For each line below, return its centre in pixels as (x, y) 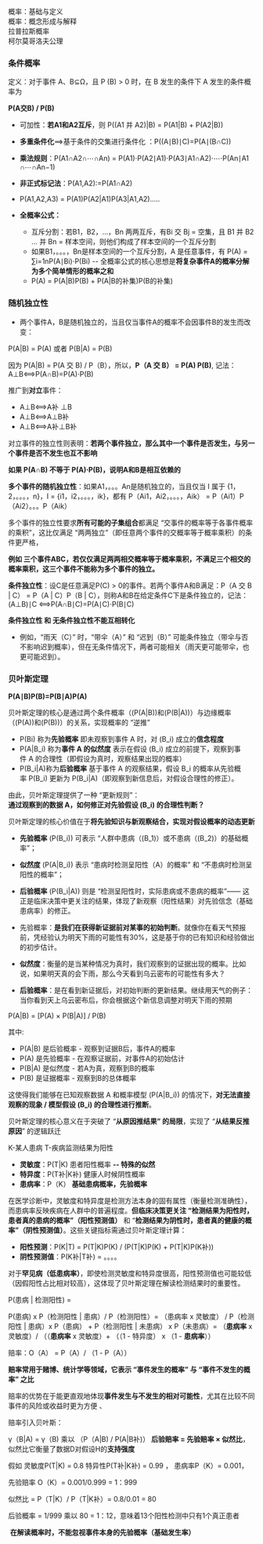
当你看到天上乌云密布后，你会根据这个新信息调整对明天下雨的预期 (126, 1000)
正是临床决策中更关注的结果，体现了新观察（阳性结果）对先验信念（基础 (136, 900)
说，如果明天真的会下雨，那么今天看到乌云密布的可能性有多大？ (122, 973)
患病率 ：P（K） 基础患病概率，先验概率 (83, 1184)
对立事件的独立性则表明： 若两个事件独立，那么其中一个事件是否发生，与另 (128, 443)
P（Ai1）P (228, 496)
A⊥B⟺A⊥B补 (44, 416)
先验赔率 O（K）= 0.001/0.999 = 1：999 (73, 1482)
